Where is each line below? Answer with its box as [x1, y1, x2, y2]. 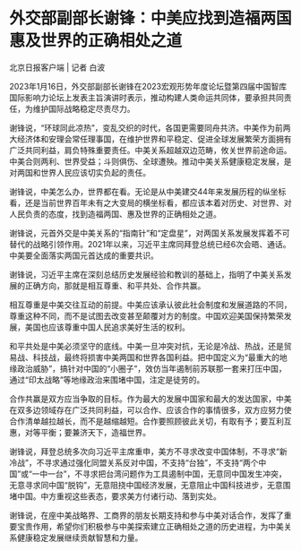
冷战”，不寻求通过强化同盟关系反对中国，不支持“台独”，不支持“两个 [9, 457, 259, 468]
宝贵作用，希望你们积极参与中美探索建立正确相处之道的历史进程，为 [16, 521, 269, 531]
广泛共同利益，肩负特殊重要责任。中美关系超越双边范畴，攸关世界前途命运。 [9, 144, 292, 155]
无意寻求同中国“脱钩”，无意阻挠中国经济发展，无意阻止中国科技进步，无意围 [9, 479, 291, 490]
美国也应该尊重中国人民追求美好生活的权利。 [24, 322, 190, 332]
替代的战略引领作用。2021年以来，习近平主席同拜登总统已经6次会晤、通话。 [9, 238, 291, 249]
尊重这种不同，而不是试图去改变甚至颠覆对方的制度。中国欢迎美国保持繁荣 [9, 310, 284, 321]
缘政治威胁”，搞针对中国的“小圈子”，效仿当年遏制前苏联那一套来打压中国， [9, 363, 287, 374]
